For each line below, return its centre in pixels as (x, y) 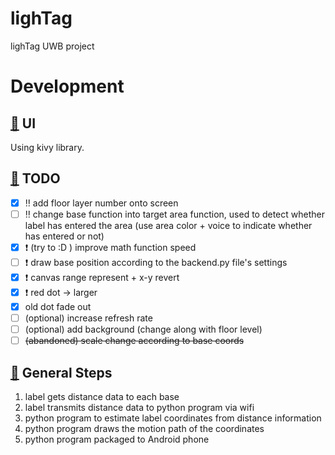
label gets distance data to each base (102, 396)
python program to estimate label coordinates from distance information (173, 418)
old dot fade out (58, 306)
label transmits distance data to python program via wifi (139, 407)
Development (67, 86)
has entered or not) (64, 236)
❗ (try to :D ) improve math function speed (110, 247)
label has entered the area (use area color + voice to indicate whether (168, 225)
